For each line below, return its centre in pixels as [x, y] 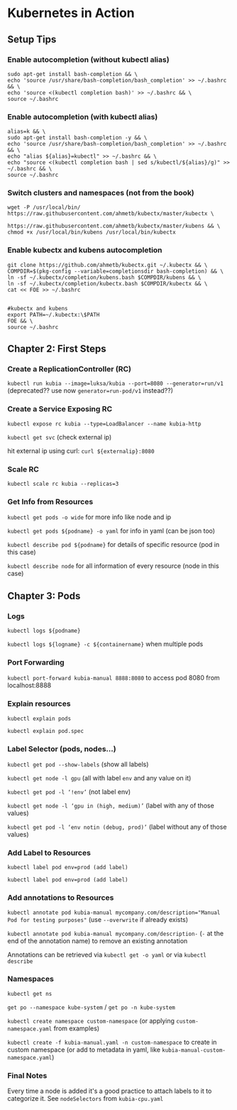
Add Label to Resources [49, 852]
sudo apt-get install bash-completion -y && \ [77, 138]
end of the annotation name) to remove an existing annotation [98, 941]
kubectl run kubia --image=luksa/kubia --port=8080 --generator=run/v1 [115, 384]
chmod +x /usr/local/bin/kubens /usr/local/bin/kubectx [92, 232]
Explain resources [39, 704]
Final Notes [27, 1075]
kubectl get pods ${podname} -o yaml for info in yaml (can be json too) [111, 531]
